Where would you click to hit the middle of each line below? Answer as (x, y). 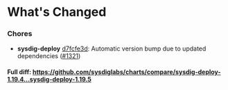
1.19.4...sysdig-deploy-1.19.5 (49, 80)
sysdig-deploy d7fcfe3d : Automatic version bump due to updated (112, 48)
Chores (20, 34)
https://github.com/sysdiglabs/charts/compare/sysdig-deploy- (126, 72)
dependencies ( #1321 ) (49, 56)
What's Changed (57, 12)
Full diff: (19, 72)
